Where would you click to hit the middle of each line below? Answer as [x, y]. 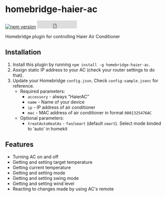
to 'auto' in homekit [48, 128]
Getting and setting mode [39, 173]
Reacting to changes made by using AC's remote [63, 189]
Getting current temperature [42, 167]
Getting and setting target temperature [52, 162]
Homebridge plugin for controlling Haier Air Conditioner [63, 36]
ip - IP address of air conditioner [61, 107]
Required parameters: [43, 91]
